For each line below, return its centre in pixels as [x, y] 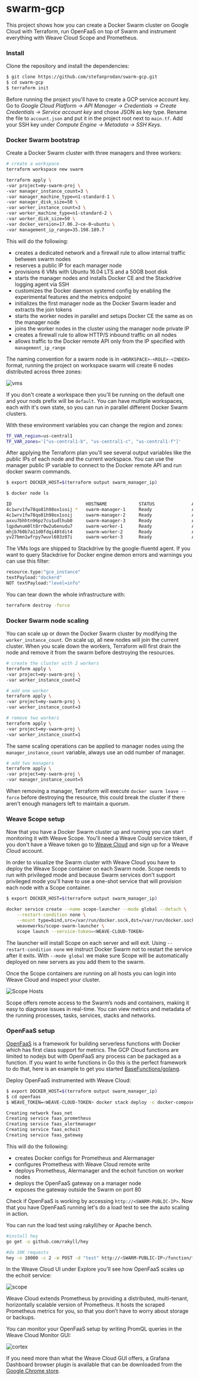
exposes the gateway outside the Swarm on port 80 [78, 1189]
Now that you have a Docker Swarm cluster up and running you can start [95, 832]
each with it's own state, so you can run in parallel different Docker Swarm [97, 407]
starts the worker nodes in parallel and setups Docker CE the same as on [104, 316]
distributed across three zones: [44, 371]
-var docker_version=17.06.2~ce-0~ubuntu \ [61, 224]
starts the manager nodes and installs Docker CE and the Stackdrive [98, 278]
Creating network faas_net [39, 1113]
